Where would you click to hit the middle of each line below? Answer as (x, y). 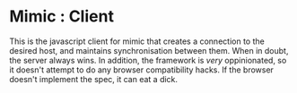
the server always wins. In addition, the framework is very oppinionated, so (148, 60)
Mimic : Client (62, 17)
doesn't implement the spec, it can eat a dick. (93, 79)
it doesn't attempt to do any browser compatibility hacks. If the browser (141, 70)
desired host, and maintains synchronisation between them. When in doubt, (149, 50)
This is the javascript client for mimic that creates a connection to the (137, 41)
